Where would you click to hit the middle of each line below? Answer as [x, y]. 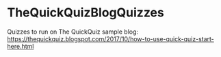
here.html [21, 46]
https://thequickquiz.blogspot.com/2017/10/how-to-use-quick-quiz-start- [110, 38]
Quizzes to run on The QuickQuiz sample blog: [73, 32]
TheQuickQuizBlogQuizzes [86, 13]
